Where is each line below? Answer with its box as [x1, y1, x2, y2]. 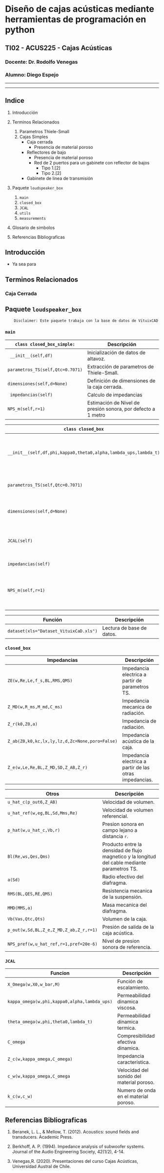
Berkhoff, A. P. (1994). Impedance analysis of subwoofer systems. [12, 1144, 145, 1150]
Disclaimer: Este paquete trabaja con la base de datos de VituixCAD [14, 318, 159, 323]
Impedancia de [122, 718, 157, 725]
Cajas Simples [19, 134, 48, 140]
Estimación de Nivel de [87, 399, 140, 406]
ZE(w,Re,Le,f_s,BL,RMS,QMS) [7, 678, 73, 683]
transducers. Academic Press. [12, 1134, 73, 1140]
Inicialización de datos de [87, 349, 145, 356]
